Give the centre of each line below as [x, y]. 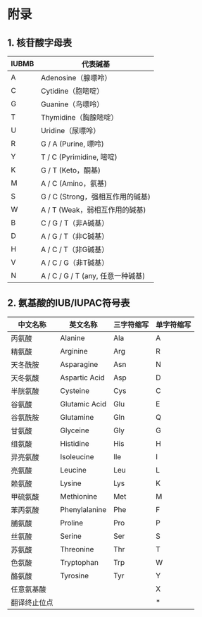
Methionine [79, 496]
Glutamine [77, 417]
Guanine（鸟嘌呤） [72, 104]
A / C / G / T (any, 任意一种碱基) [93, 276]
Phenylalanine [83, 509]
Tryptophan [79, 562]
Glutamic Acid [83, 404]
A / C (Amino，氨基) [74, 183]
